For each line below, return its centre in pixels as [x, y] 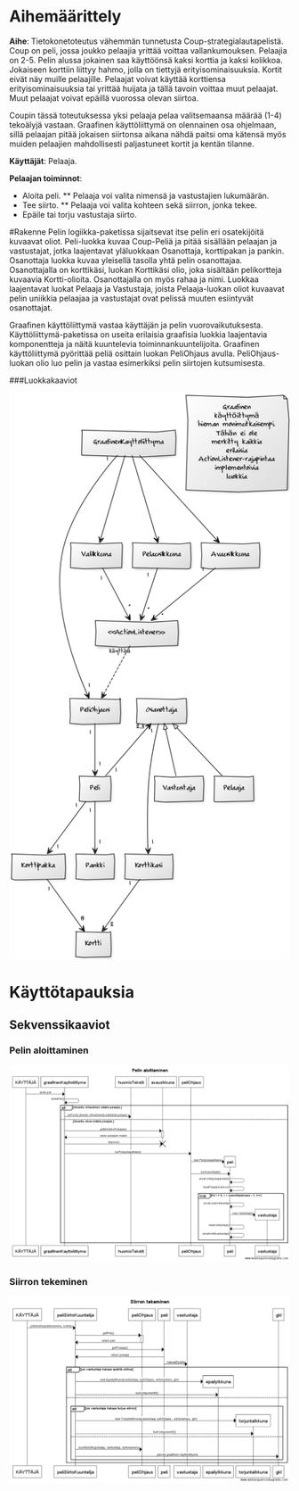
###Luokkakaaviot [43, 380]
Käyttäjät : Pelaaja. [43, 161]
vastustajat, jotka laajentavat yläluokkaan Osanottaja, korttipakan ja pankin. [147, 251]
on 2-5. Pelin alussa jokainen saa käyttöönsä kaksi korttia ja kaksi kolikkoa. [146, 60]
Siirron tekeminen [48, 1282]
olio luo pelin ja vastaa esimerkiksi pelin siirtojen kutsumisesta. [150, 362]
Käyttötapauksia [72, 993]
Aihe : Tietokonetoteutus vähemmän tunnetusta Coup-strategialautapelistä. [146, 41]
